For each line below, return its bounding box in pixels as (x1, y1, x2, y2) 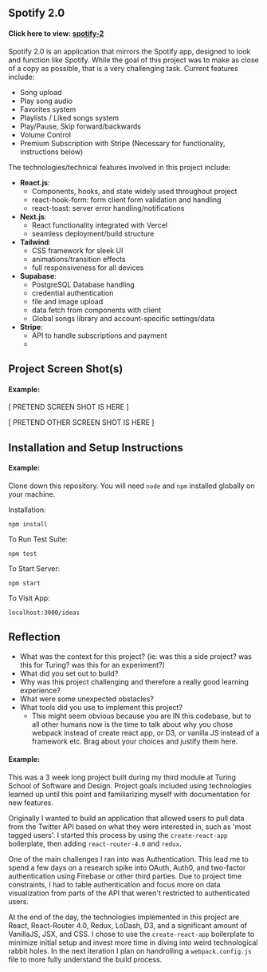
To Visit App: (8, 593, 50, 602)
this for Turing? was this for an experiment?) (19, 660, 166, 669)
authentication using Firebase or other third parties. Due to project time (8, 871, 242, 881)
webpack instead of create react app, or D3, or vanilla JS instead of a (31, 728, 260, 737)
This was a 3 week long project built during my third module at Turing (8, 772, 237, 782)
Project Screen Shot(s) (8, 362, 124, 375)
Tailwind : (19, 237, 52, 247)
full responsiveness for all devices (31, 263, 144, 272)
